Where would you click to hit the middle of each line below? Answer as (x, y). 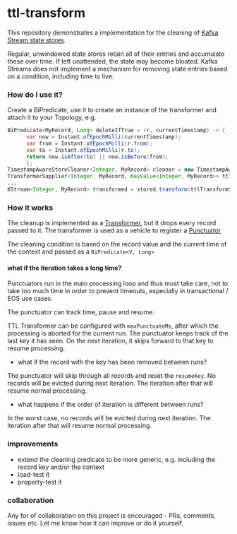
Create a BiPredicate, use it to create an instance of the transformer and (112, 110)
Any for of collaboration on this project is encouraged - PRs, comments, (112, 516)
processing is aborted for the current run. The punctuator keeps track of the (118, 333)
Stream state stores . (37, 40)
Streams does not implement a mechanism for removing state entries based (117, 69)
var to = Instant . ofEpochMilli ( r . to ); (83, 150)
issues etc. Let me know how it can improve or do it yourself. (96, 523)
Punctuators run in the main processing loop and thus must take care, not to (118, 283)
